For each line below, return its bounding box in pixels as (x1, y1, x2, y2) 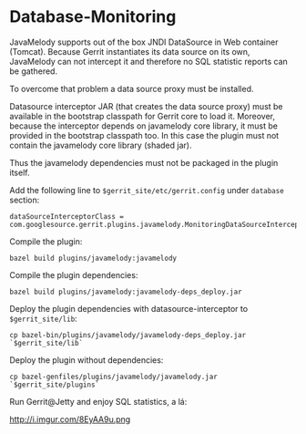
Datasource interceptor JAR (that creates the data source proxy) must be (9, 100, 284, 111)
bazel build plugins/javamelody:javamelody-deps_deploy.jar (9, 287, 243, 296)
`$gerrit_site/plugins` (9, 380, 100, 389)
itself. (9, 167, 30, 178)
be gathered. (9, 66, 57, 77)
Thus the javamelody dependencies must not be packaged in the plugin (9, 157, 279, 168)
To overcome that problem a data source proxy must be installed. (9, 83, 254, 94)
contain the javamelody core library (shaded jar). (9, 139, 192, 150)
